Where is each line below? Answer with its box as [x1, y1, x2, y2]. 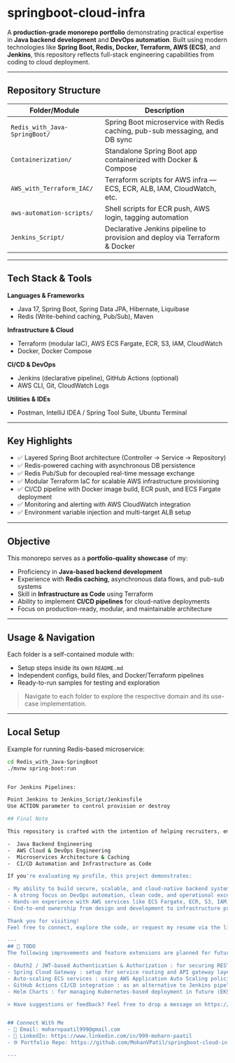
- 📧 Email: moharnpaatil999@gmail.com [7, 1026, 120, 1033]
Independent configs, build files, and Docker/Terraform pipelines [17, 671, 204, 679]
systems [17, 583, 42, 591]
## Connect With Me [7, 1020, 64, 1027]
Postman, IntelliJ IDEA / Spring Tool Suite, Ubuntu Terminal [17, 408, 187, 417]
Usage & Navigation [7, 632, 96, 643]
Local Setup [7, 726, 61, 739]
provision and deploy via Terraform [104, 232, 220, 242]
